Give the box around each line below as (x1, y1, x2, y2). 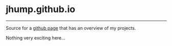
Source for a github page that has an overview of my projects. (6, 25, 136, 31)
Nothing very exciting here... (6, 34, 66, 41)
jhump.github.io (6, 4, 76, 15)
